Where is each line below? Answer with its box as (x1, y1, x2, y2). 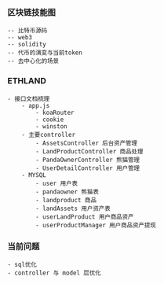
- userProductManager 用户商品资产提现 (35, 221, 156, 229)
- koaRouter (35, 109, 75, 116)
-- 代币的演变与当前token (7, 49, 83, 57)
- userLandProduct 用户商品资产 (35, 212, 134, 221)
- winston (35, 122, 67, 131)
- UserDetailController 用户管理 (35, 164, 140, 172)
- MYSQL (21, 171, 46, 179)
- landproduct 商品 (35, 196, 97, 204)
